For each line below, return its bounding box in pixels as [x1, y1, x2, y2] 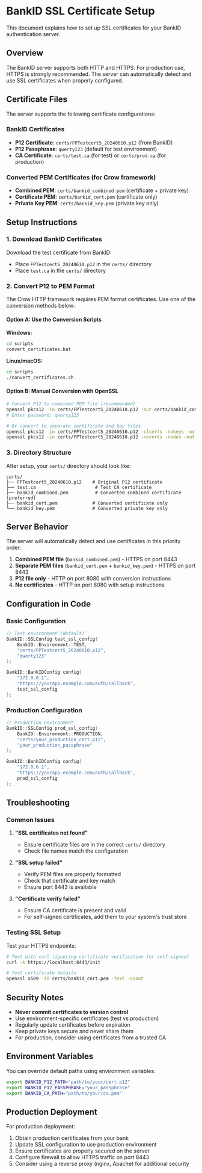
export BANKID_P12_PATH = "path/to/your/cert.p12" [6, 1079, 130, 1085]
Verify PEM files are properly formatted [23, 871, 121, 878]
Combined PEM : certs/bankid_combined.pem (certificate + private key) [14, 187, 189, 194]
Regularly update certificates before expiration [14, 1021, 130, 1028]
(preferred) [6, 495, 36, 501]
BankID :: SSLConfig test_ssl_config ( [6, 636, 98, 642]
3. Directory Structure [6, 449, 72, 457]
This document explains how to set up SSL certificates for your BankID [6, 24, 182, 31]
